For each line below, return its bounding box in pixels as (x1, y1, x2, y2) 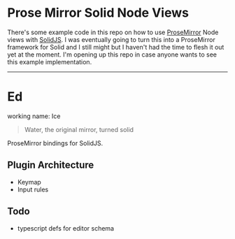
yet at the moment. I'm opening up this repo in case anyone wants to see (7, 50, 217, 59)
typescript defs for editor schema (17, 224, 114, 232)
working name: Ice (7, 112, 61, 120)
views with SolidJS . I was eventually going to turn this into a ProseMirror (7, 35, 215, 43)
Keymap (17, 178, 42, 186)
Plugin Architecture (7, 159, 94, 171)
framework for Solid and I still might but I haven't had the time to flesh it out (7, 43, 225, 51)
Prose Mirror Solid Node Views (7, 5, 189, 21)
